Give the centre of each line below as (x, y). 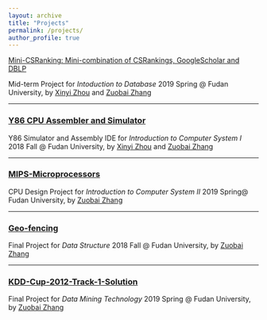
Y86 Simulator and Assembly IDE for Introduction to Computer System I (125, 138)
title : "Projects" (39, 23)
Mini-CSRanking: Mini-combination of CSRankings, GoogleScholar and (124, 60)
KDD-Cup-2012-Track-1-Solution (73, 282)
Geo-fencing (33, 228)
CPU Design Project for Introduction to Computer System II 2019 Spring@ (128, 191)
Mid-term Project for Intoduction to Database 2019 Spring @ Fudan (118, 84)
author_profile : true (44, 38)
